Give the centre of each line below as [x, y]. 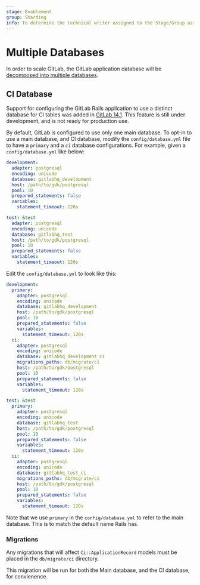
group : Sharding [26, 17]
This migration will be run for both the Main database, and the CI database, [98, 570]
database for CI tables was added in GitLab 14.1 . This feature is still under [96, 115]
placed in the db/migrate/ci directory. [53, 559]
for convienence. [27, 577]
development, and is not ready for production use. [68, 121]
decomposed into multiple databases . [52, 75]
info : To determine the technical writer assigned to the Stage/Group [96, 23]
